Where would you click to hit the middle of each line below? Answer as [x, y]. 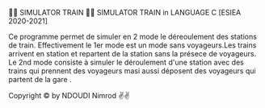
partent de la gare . [40, 79]
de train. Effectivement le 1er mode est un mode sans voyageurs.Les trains [132, 45]
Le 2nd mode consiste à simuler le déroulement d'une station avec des [126, 62]
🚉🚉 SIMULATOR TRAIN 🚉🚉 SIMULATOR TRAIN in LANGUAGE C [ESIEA [125, 12]
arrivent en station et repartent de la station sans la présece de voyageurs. [132, 54]
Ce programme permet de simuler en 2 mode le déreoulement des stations [132, 37]
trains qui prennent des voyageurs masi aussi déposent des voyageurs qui [132, 71]
